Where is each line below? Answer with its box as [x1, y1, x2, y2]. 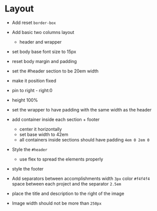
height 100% [11, 97, 38, 103]
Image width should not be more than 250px [11, 200, 102, 206]
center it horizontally [19, 126, 62, 132]
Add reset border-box [11, 19, 56, 25]
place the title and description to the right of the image [11, 190, 124, 196]
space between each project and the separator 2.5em [11, 180, 121, 186]
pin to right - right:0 [11, 87, 53, 93]
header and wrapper [19, 38, 62, 45]
